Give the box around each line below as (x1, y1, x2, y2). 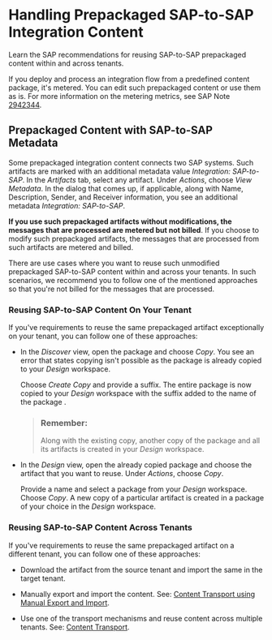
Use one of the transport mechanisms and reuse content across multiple (19, 613, 263, 623)
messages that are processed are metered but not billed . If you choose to (8, 225, 260, 234)
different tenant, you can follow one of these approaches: (8, 549, 201, 559)
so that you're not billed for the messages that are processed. (8, 284, 215, 294)
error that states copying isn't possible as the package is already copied (19, 355, 262, 366)
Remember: (40, 417, 88, 428)
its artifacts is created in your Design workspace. (40, 445, 205, 454)
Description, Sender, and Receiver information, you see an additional (8, 192, 238, 202)
